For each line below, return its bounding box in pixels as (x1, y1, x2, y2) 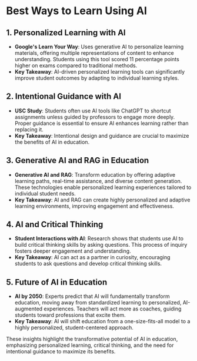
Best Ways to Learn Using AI (6, 4, 147, 18)
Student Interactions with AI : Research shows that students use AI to (14, 235, 184, 242)
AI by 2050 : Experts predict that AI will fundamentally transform (14, 293, 170, 300)
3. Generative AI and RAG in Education (6, 155, 149, 165)
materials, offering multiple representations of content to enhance (14, 49, 175, 57)
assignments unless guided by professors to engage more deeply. (14, 113, 175, 120)
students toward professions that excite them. (14, 312, 126, 319)
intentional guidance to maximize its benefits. (6, 348, 116, 355)
